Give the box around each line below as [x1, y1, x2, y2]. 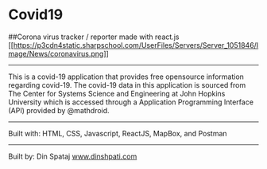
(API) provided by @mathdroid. [8, 105, 110, 115]
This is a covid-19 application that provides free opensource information [8, 72, 245, 81]
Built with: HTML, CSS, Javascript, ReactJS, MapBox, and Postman [8, 128, 228, 138]
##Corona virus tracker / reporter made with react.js [8, 32, 180, 41]
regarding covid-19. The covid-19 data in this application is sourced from [8, 80, 246, 89]
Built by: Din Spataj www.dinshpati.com [8, 151, 137, 161]
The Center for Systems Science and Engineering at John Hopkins [8, 88, 226, 98]
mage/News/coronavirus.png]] [8, 49, 109, 58]
